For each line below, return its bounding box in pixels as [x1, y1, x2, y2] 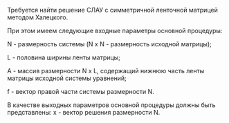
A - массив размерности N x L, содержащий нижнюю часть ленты [7, 67, 205, 75]
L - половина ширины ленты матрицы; [7, 53, 121, 61]
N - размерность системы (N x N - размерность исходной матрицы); [7, 40, 212, 48]
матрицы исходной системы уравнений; [7, 74, 127, 82]
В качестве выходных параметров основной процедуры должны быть [7, 101, 216, 109]
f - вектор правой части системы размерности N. [7, 88, 154, 95]
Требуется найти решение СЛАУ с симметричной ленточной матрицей [7, 6, 218, 14]
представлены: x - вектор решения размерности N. [7, 108, 161, 116]
